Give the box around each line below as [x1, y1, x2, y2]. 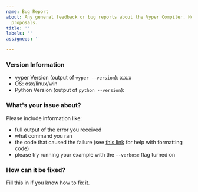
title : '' [6, 25, 31, 31]
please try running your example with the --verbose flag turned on [14, 151, 176, 158]
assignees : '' [6, 36, 41, 42]
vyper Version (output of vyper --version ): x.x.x [14, 74, 131, 81]
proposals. [11, 19, 38, 25]
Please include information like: [6, 114, 82, 121]
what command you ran [14, 132, 72, 139]
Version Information [6, 60, 65, 68]
